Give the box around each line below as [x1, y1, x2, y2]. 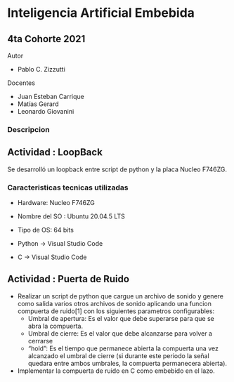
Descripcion [7, 124, 51, 134]
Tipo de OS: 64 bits [17, 226, 74, 235]
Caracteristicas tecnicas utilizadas [7, 183, 129, 192]
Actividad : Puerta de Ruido [7, 273, 130, 285]
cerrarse [27, 336, 53, 345]
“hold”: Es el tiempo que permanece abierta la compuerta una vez [27, 344, 219, 353]
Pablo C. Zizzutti [17, 65, 65, 73]
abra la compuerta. [27, 322, 83, 330]
